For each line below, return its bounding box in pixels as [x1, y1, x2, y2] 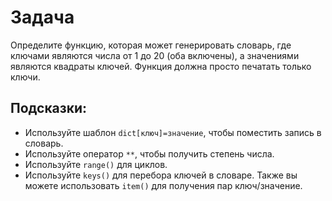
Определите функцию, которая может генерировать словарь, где [10, 39, 292, 51]
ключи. [10, 71, 41, 83]
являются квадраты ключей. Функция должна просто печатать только [10, 60, 312, 72]
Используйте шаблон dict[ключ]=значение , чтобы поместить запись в [24, 126, 322, 138]
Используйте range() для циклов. [24, 158, 168, 170]
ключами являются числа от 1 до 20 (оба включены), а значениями [10, 49, 300, 61]
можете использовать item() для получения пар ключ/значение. [24, 179, 303, 191]
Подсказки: [10, 100, 88, 117]
